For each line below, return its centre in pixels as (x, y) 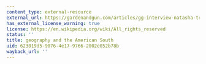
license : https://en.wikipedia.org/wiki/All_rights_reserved (86, 29)
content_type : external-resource (49, 12)
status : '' (20, 35)
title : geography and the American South (60, 40)
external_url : (25, 18)
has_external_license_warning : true (53, 23)
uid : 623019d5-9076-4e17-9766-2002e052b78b (63, 46)
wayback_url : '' (27, 52)
